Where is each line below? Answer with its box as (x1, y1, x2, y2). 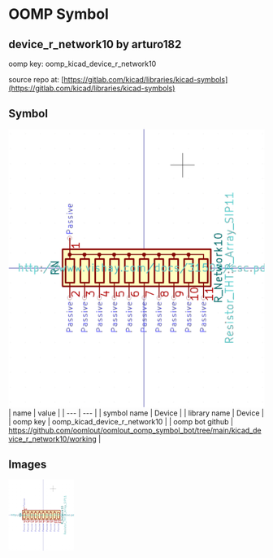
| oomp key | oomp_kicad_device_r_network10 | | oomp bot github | (8, 416, 234, 426)
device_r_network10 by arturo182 (8, 37, 182, 51)
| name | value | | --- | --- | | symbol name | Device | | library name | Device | (8, 408, 264, 418)
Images (8, 458, 47, 472)
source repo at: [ (8, 75, 64, 84)
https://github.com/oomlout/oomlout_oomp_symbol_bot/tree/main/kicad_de (8, 425, 262, 435)
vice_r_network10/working (8, 433, 97, 444)
